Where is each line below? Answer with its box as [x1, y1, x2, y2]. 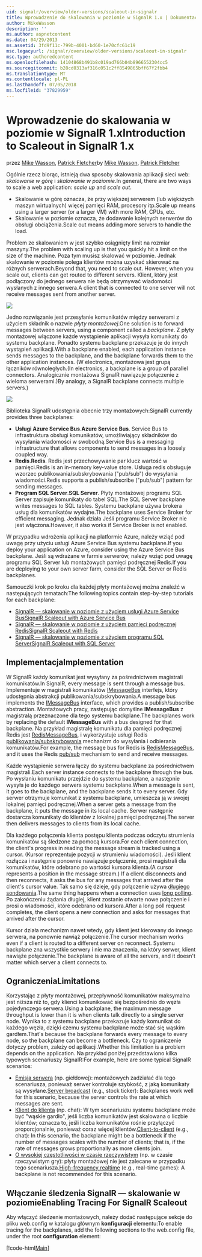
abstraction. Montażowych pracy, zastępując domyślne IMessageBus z [6, 705, 184, 712]
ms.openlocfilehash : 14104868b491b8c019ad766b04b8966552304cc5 [6, 59, 168, 65]
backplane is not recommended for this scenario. [14, 1171, 137, 1178]
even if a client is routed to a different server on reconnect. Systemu [6, 939, 176, 947]
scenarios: [6, 1063, 32, 1070]
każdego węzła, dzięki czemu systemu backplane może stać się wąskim [6, 1024, 185, 1031]
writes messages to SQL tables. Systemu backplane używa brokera [14, 502, 182, 509]
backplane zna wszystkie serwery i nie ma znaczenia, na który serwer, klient [6, 945, 196, 953]
